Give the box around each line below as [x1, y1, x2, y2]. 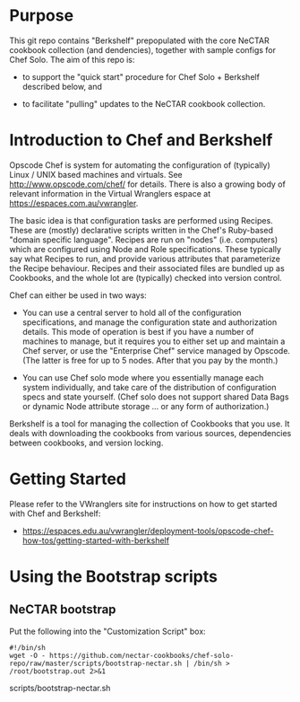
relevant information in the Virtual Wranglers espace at [9, 188, 211, 198]
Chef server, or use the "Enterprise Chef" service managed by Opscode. [21, 345, 291, 355]
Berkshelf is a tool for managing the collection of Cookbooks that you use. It [9, 418, 290, 429]
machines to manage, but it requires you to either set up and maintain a [21, 336, 286, 347]
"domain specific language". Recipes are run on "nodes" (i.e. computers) [9, 234, 279, 245]
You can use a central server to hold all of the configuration [21, 307, 242, 318]
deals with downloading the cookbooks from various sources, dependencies [9, 427, 292, 438]
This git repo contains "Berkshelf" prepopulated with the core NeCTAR [9, 35, 270, 46]
